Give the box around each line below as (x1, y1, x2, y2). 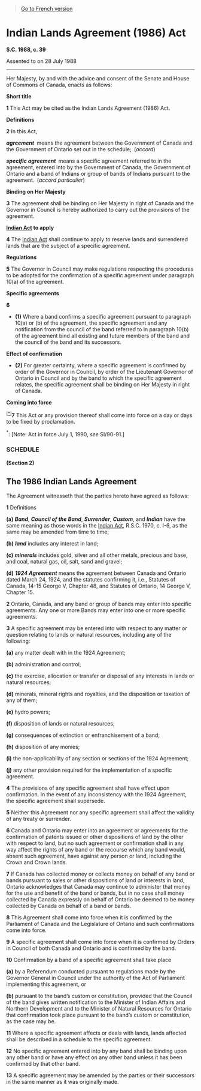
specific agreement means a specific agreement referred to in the (6, 157, 172, 164)
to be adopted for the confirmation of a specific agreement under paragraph (6, 271, 194, 278)
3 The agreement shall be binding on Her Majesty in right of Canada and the (6, 199, 194, 206)
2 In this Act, (6, 127, 38, 134)
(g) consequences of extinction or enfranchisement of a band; (6, 732, 160, 739)
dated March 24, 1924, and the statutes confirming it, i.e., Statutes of (6, 576, 176, 583)
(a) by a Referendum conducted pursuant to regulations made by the (6, 968, 175, 975)
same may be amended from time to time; (6, 528, 109, 536)
